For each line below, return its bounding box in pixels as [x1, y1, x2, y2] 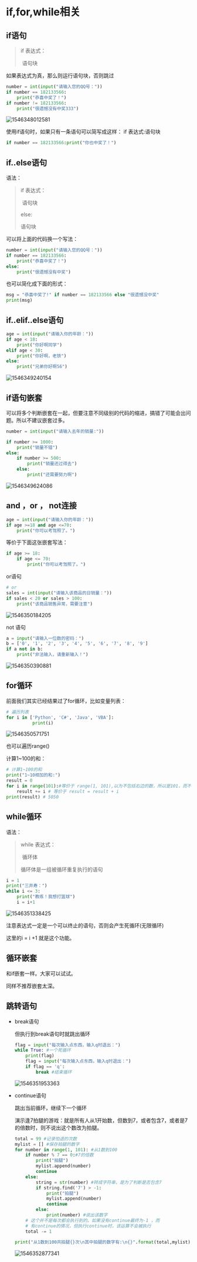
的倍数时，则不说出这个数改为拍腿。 [14, 1124, 103, 1131]
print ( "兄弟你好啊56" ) [16, 364, 67, 370]
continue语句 [14, 1091, 47, 1099]
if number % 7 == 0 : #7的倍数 [25, 1152, 94, 1158]
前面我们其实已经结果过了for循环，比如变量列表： [6, 697, 126, 704]
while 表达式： [20, 841, 56, 848]
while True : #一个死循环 [14, 1047, 72, 1053]
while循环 [6, 812, 42, 822]
